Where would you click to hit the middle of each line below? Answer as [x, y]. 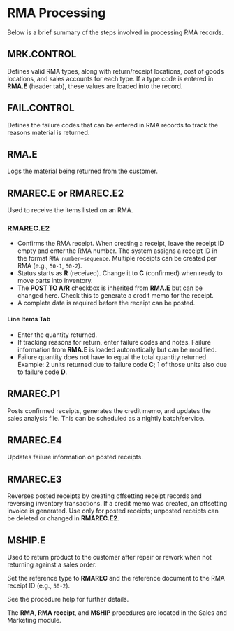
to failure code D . [42, 372]
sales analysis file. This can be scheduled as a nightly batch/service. [106, 418]
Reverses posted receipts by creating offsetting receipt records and [105, 496]
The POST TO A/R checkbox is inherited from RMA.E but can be [110, 288]
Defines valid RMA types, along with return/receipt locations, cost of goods [116, 71]
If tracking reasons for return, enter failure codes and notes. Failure [114, 342]
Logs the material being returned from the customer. [83, 171]
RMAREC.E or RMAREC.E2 [66, 193]
